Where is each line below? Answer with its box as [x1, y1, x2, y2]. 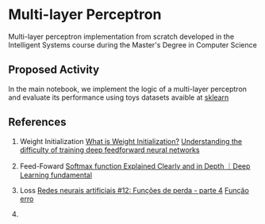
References [8, 116, 67, 129]
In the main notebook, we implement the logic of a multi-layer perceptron [8, 84, 248, 93]
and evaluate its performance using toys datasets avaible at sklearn [8, 93, 229, 102]
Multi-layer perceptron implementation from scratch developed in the [8, 32, 235, 41]
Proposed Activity [8, 63, 100, 77]
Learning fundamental [19, 170, 93, 180]
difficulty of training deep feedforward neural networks [19, 145, 200, 154]
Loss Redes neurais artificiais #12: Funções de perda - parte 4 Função [19, 185, 250, 195]
